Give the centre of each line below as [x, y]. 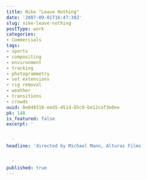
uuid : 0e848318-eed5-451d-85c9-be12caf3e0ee [63, 107]
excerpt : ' [20, 124]
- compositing [24, 57]
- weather [19, 91]
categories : [21, 34]
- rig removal [24, 85]
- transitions [24, 96]
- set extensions [28, 79]
